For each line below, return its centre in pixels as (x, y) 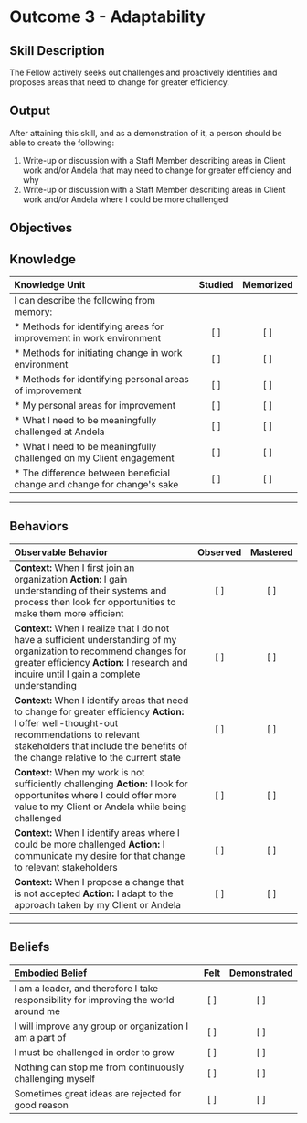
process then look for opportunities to (95, 602)
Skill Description (57, 51)
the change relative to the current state (97, 757)
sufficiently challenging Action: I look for (101, 784)
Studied (216, 285)
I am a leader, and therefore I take (86, 988)
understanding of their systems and (90, 590)
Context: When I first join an (74, 567)
